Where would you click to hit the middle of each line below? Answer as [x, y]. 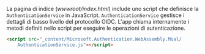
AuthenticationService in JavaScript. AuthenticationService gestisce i [95, 15]
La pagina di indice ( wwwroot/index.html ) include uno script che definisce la [102, 9]
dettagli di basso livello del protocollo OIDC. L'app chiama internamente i [98, 22]
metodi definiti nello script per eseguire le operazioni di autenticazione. [96, 28]
